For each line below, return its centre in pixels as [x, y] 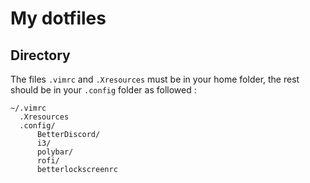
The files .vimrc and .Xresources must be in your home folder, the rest [155, 79]
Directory [40, 55]
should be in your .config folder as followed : [103, 90]
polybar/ [55, 152]
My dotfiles [58, 18]
